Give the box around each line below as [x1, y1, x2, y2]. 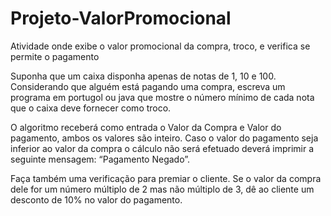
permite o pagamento [10, 50, 100, 62]
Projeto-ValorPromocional [10, 7, 232, 30]
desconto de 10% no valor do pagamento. [10, 193, 183, 206]
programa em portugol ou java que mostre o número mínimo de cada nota [10, 91, 315, 103]
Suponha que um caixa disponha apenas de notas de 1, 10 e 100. [10, 70, 277, 82]
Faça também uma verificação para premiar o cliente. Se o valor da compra [10, 172, 322, 184]
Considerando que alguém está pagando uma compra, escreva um [10, 80, 286, 92]
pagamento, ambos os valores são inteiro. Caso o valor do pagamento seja [10, 132, 319, 144]
